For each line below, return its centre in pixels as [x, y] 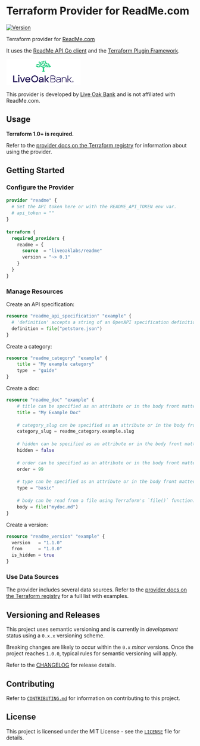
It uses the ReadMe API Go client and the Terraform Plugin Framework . [93, 50]
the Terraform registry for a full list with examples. [68, 596]
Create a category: [29, 346]
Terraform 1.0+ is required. [40, 134]
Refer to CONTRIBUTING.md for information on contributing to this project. [93, 698]
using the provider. [29, 152]
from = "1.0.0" [37, 549]
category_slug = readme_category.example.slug [76, 431]
